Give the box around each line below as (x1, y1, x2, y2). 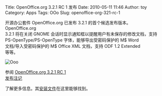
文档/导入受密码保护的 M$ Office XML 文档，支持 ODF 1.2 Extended (5, 43, 141, 49)
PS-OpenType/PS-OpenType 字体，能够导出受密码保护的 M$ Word (5, 37, 139, 43)
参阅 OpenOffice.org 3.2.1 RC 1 (5, 69, 66, 75)
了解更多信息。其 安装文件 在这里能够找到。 (5, 86, 90, 91)
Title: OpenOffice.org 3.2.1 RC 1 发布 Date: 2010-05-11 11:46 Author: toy (5, 4, 147, 10)
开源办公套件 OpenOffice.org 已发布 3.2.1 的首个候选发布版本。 (5, 20, 131, 25)
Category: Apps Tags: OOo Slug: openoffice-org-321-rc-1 (5, 10, 121, 16)
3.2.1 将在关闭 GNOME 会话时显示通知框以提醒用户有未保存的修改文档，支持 (5, 31, 157, 37)
